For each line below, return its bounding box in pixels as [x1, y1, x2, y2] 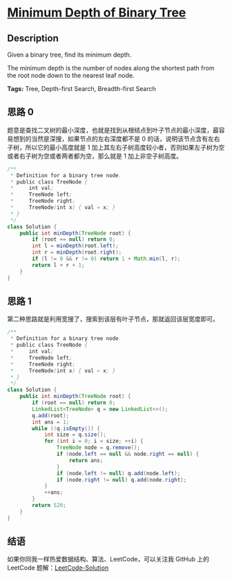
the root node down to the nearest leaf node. [7, 71, 135, 79]
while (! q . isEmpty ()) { [32, 425, 100, 432]
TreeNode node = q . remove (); [56, 444, 140, 451]
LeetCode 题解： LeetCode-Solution [7, 564, 109, 572]
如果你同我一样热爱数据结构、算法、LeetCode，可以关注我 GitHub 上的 [7, 555, 209, 564]
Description [7, 32, 59, 44]
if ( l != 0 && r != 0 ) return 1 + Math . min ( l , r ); [32, 255, 181, 263]
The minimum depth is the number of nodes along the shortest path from [7, 64, 215, 72]
